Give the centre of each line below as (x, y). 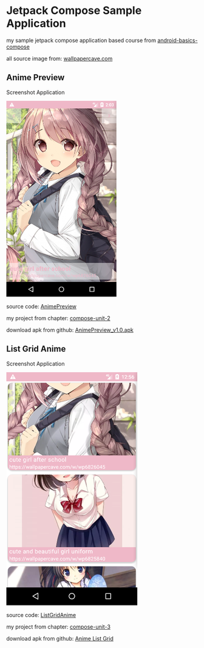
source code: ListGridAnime (41, 615)
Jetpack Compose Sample (74, 11)
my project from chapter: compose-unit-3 (59, 627)
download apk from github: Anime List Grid (60, 638)
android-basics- (178, 40)
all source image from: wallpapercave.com (59, 58)
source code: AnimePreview (42, 306)
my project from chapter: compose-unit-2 (58, 318)
